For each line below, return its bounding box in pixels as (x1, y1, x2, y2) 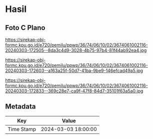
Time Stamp (7, 125, 36, 132)
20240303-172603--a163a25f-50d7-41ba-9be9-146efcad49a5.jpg (5, 67, 143, 73)
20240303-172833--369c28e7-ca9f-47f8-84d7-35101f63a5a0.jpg (5, 88, 143, 93)
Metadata (5, 102, 36, 111)
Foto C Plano (5, 23, 45, 32)
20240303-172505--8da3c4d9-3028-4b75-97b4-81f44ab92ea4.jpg (5, 47, 147, 53)
